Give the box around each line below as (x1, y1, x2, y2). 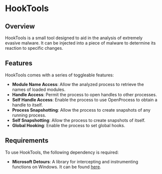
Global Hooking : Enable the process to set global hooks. (12, 122, 125, 128)
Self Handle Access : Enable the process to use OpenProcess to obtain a (12, 97, 158, 102)
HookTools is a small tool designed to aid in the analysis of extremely (5, 35, 143, 41)
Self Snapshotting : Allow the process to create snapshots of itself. (12, 117, 146, 123)
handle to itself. (12, 102, 43, 108)
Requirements (5, 136, 49, 145)
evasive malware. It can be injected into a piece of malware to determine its (5, 40, 156, 46)
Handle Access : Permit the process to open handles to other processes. (12, 91, 157, 97)
